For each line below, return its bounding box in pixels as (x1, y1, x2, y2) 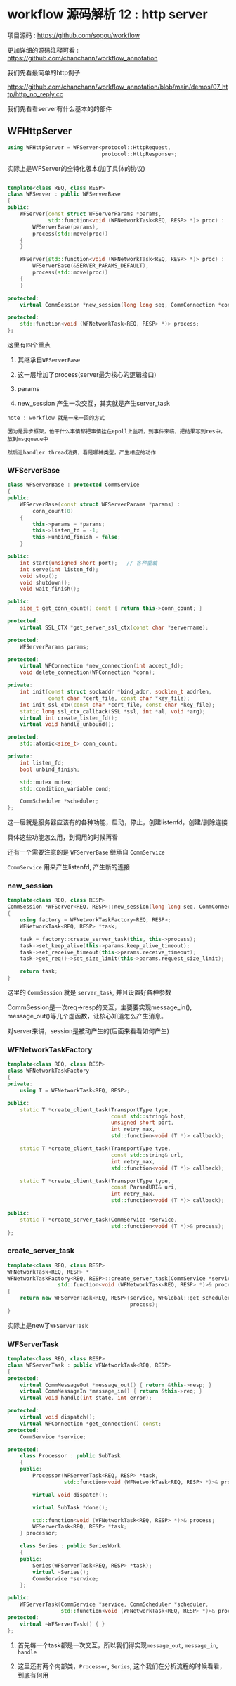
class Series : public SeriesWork (20, 1543, 121, 1550)
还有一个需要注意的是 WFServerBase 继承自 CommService (7, 848, 165, 857)
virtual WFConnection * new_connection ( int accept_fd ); (20, 663, 184, 670)
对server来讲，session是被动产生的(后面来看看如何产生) (7, 1027, 170, 1035)
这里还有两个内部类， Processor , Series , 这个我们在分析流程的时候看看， (17, 1661, 226, 1671)
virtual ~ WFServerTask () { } (20, 1621, 105, 1628)
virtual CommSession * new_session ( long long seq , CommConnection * (20, 301, 221, 308)
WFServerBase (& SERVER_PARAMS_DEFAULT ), (32, 262, 150, 269)
